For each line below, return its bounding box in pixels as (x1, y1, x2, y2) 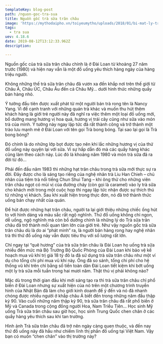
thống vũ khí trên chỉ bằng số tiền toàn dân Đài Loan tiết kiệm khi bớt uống (5, 263, 154, 268)
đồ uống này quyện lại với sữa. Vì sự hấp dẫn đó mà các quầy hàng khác (5, 146, 150, 152)
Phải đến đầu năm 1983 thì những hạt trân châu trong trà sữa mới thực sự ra (5, 166, 156, 172)
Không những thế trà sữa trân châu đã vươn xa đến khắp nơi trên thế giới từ (5, 81, 156, 87)
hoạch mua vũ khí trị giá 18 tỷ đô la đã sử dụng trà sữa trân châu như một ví (5, 252, 156, 258)
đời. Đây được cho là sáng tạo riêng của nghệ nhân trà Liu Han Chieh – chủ (5, 171, 155, 177)
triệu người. (5, 71, 28, 77)
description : (5, 43, 32, 48)
